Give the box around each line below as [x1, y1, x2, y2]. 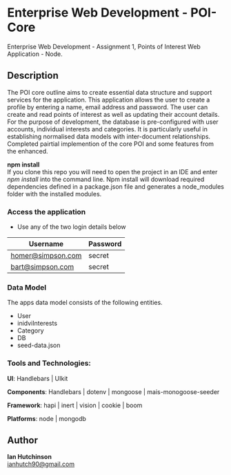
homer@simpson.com [10, 251, 82, 261]
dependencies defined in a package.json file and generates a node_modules [7, 182, 225, 191]
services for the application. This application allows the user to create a [7, 95, 210, 104]
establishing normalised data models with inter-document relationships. [7, 132, 211, 140]
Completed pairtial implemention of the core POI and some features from [7, 140, 214, 148]
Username [28, 239, 64, 249]
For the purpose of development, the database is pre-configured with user [7, 118, 219, 126]
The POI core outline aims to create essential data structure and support [7, 88, 212, 96]
